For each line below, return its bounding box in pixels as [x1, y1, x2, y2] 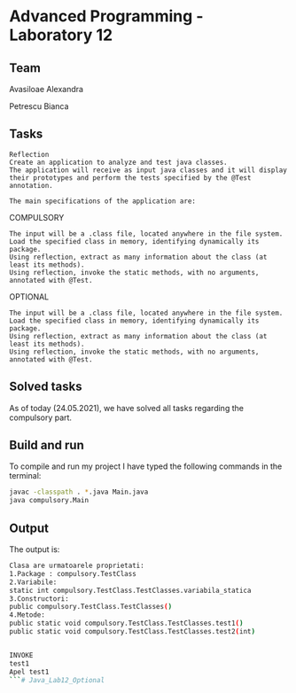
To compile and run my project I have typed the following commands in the [9, 461, 283, 471]
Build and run [9, 438, 84, 453]
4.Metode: [9, 611, 46, 619]
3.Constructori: [9, 594, 69, 603]
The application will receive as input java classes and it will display [9, 166, 288, 175]
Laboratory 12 [9, 25, 113, 45]
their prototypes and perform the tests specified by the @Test [9, 173, 252, 183]
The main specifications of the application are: [9, 197, 197, 206]
